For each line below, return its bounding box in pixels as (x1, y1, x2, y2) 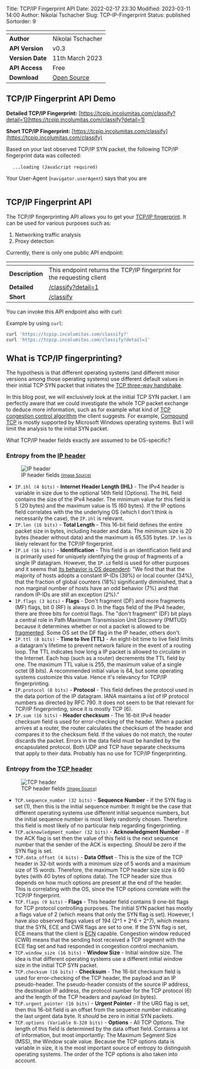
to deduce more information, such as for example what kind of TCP (6, 406, 171, 413)
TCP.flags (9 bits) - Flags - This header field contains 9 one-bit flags (14, 898, 189, 905)
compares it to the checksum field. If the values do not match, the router (14, 731, 192, 738)
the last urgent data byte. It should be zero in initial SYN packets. (14, 1012, 174, 1019)
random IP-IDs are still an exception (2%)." (14, 591, 120, 598)
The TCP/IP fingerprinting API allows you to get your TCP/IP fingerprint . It (6, 213, 186, 220)
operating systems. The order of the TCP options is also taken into (14, 1050, 178, 1058)
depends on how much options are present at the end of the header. (14, 879, 183, 886)
